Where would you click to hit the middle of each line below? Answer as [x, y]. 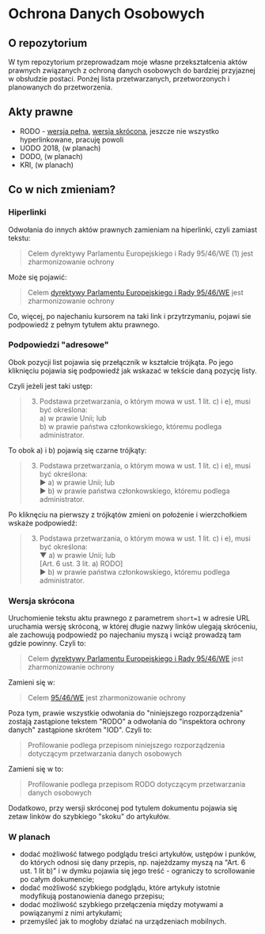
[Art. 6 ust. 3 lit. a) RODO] [81, 564]
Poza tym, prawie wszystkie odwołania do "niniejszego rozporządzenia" [126, 713]
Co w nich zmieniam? [62, 190]
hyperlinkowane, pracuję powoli [72, 139]
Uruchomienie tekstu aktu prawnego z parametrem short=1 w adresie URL [129, 618]
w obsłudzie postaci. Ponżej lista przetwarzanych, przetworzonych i [119, 79]
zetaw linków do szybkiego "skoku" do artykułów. [89, 817]
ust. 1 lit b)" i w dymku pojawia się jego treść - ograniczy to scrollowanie [137, 871]
